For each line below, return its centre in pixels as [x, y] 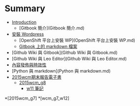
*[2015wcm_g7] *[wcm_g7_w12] [37, 98]
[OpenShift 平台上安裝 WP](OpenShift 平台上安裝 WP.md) [77, 40]
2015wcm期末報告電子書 [37, 77]
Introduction [24, 22]
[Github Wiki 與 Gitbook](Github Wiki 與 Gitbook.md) [65, 53]
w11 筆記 [35, 88]
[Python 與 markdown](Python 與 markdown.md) [61, 71]
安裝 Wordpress [28, 34]
